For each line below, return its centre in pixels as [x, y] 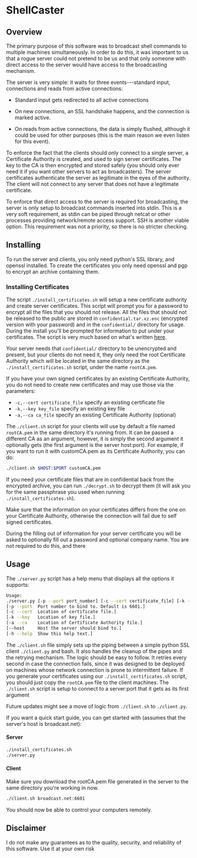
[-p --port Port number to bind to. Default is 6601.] [76, 606]
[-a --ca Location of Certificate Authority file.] [74, 623]
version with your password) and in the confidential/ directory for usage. [96, 325]
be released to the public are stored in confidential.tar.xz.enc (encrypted [97, 318]
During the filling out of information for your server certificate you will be [94, 533]
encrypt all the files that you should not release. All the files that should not [96, 312]
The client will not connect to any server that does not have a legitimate [92, 184]
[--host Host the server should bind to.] [64, 628]
